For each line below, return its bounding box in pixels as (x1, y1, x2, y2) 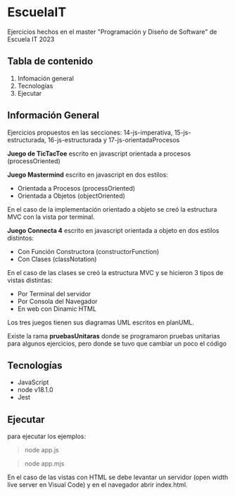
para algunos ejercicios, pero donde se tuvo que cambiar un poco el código (7, 339, 227, 348)
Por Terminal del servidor (17, 289, 91, 298)
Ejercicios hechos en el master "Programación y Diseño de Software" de (7, 27, 217, 36)
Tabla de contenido (7, 56, 94, 68)
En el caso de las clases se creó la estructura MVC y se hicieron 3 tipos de (7, 268, 224, 276)
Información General (7, 110, 100, 122)
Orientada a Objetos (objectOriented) (17, 191, 125, 200)
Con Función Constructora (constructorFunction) (17, 247, 160, 255)
